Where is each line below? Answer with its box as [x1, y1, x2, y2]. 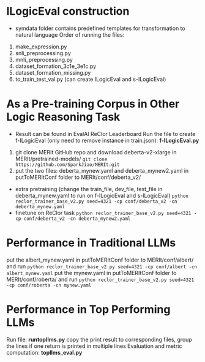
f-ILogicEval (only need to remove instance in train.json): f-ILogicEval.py [15, 137, 199, 144]
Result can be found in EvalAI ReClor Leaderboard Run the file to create [15, 130, 196, 137]
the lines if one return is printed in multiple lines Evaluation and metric [6, 342, 182, 350]
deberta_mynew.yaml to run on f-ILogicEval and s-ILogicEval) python [15, 192, 188, 199]
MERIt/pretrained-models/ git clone [15, 155, 108, 162]
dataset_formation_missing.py [15, 69, 91, 76]
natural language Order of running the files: [15, 31, 125, 38]
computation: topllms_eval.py [6, 349, 83, 356]
